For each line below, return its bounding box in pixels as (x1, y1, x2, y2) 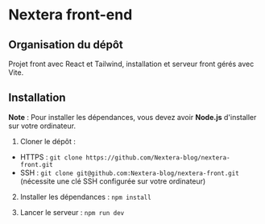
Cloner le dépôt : (19, 136, 77, 146)
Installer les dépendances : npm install (19, 192, 151, 201)
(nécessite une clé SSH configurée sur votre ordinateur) (19, 176, 206, 186)
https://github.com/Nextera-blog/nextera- (85, 153, 231, 162)
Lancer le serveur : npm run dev (19, 207, 125, 217)
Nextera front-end (8, 6, 133, 24)
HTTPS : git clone (19, 151, 83, 162)
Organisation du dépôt (8, 38, 123, 52)
